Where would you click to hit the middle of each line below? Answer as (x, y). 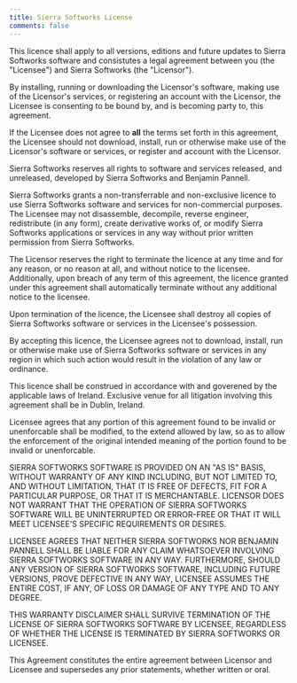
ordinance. (29, 369)
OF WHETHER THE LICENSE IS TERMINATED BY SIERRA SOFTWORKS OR (145, 633)
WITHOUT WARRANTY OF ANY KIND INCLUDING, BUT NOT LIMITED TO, (143, 477)
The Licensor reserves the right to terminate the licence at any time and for (146, 259)
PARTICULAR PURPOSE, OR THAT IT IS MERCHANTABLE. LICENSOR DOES (147, 495)
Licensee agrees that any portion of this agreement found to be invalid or (143, 422)
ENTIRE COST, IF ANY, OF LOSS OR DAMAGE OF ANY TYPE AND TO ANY (145, 588)
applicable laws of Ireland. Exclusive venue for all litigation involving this (141, 395)
